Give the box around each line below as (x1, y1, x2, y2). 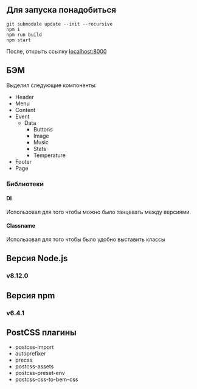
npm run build (6, 32, 43, 38)
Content (15, 106, 36, 113)
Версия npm (6, 290, 55, 301)
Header (15, 93, 35, 100)
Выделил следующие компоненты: (6, 82, 97, 89)
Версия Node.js (6, 253, 68, 264)
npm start (6, 37, 32, 43)
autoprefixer (15, 350, 46, 357)
